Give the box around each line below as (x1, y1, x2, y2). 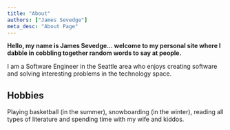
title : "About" (7, 10, 51, 17)
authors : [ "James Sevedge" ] (7, 17, 88, 23)
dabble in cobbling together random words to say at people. (7, 49, 182, 57)
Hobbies (7, 89, 45, 101)
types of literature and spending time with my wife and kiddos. (7, 115, 185, 124)
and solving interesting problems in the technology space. (7, 69, 172, 78)
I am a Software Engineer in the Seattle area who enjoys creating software (7, 63, 218, 71)
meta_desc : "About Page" (7, 23, 79, 30)
